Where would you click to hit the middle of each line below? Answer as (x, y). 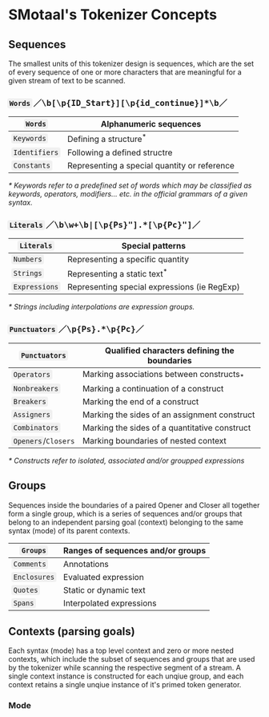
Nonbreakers (36, 388)
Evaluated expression (103, 577)
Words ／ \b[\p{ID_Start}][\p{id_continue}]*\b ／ (118, 103)
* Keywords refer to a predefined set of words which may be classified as (130, 185)
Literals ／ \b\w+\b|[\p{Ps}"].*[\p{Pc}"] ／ (105, 225)
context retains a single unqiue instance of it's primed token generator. (125, 685)
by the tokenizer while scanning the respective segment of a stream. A (125, 668)
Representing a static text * (118, 273)
